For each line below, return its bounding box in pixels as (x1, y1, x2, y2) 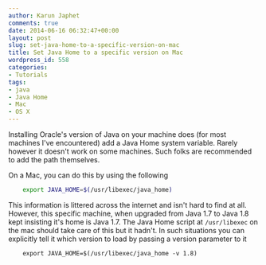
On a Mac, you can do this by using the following (8, 170, 169, 180)
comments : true (8, 19, 59, 27)
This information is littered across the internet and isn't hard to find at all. (8, 200, 247, 209)
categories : (8, 64, 48, 72)
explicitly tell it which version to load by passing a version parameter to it (8, 234, 247, 244)
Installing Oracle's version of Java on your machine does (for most (8, 130, 227, 139)
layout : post (8, 33, 52, 42)
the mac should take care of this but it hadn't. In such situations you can (8, 225, 245, 235)
